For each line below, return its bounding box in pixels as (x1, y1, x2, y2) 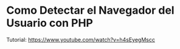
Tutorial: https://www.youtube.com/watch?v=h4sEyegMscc (6, 36, 155, 43)
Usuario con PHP (6, 16, 93, 30)
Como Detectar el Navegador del (6, 4, 175, 17)
